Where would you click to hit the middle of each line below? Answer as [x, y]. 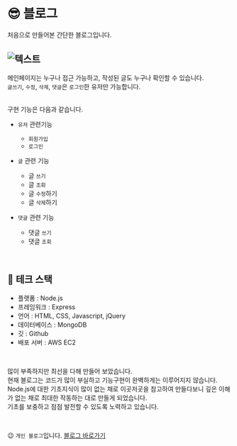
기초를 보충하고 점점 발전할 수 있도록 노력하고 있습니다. [83, 406]
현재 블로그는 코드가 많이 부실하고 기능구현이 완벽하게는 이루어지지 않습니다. [112, 380]
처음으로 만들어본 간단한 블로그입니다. [60, 35]
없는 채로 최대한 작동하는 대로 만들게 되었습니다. [81, 398]
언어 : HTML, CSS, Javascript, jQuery [72, 316]
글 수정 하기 [43, 193]
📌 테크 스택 [30, 280]
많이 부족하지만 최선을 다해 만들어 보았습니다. [70, 371]
